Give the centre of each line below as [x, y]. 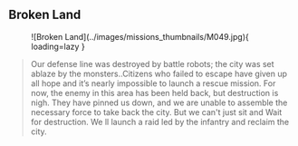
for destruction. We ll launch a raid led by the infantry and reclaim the [160, 122]
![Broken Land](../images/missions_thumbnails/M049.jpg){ [140, 36]
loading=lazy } [58, 46]
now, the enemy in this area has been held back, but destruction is [154, 92]
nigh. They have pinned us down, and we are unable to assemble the [159, 102]
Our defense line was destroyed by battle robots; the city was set [152, 63]
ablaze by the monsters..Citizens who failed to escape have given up [159, 73]
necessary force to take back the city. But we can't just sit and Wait [156, 112]
